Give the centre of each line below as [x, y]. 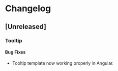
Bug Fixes [15, 52]
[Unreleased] [26, 27]
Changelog [28, 9]
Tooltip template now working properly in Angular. [63, 63]
